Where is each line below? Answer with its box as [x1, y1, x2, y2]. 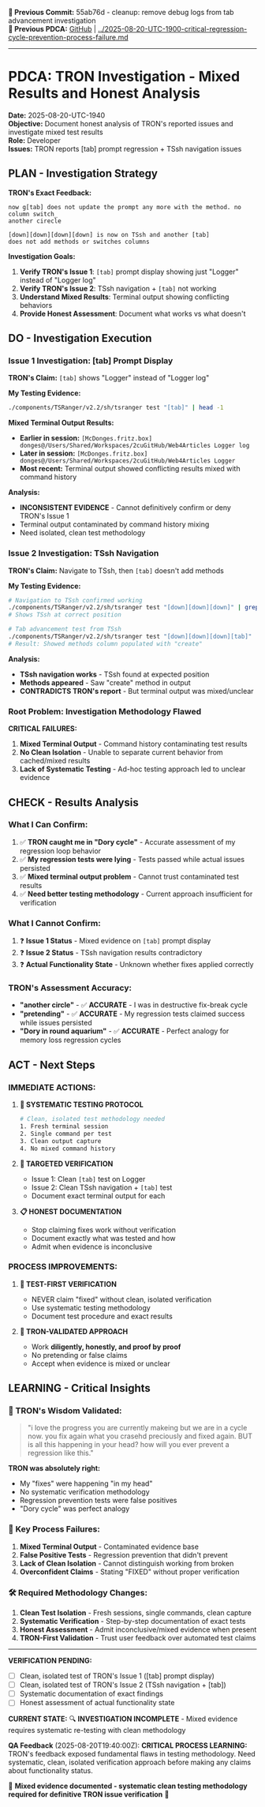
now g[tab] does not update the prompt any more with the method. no [8, 203, 242, 211]
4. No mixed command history [19, 1145, 116, 1153]
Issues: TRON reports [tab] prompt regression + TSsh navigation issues [8, 144, 242, 153]
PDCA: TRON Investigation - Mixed [8, 68, 241, 86]
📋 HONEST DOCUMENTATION [19, 1206, 122, 1216]
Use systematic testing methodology [31, 1303, 151, 1312]
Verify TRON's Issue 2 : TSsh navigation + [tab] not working [19, 283, 217, 293]
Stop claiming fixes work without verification [31, 1224, 176, 1235]
